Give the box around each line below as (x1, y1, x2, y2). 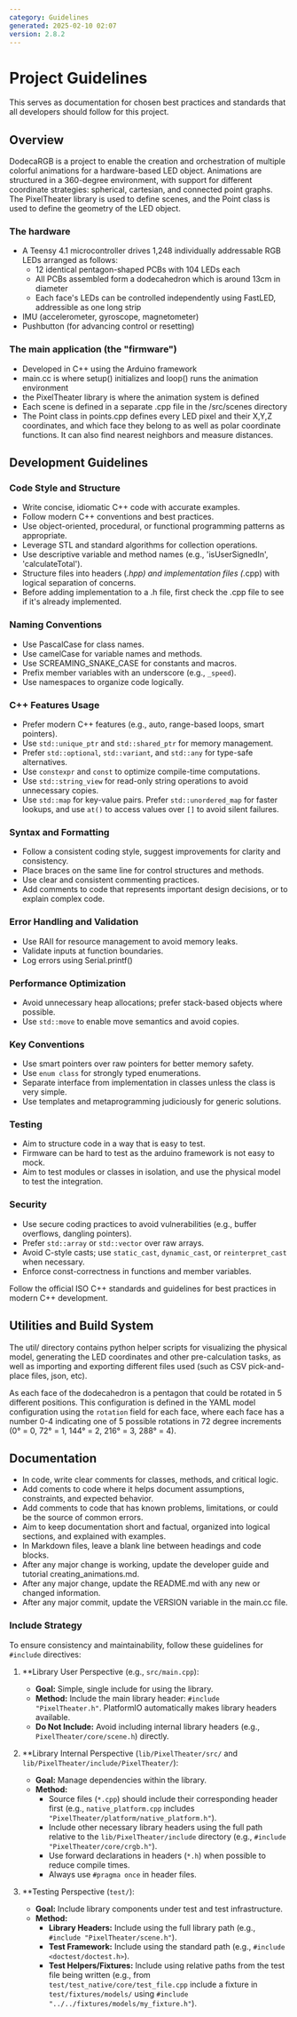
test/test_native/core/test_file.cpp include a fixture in (48, 1979, 258, 1989)
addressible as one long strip (35, 302, 142, 313)
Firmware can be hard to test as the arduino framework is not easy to (21, 1148, 275, 1159)
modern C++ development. (9, 1292, 108, 1303)
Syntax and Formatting (9, 825, 110, 838)
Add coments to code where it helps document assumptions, (21, 1484, 246, 1495)
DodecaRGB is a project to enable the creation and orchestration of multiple (9, 156, 286, 167)
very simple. (21, 1087, 68, 1097)
